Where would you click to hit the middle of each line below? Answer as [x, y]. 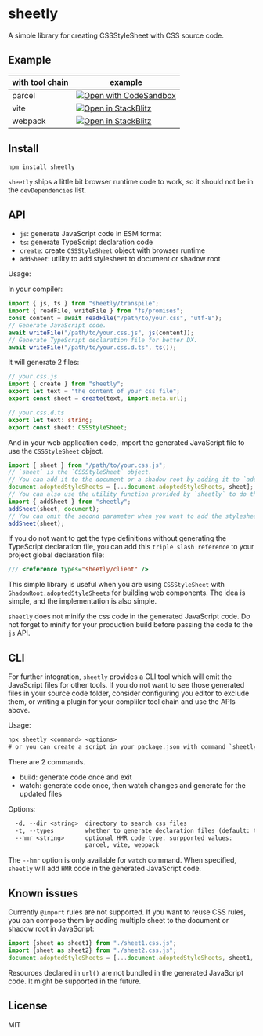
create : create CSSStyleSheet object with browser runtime [112, 250]
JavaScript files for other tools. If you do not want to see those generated [126, 685]
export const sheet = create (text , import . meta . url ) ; [98, 399]
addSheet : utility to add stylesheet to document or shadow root [120, 259]
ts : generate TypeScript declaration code [86, 242]
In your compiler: [35, 289]
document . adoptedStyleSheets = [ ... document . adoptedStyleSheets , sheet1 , [131, 958]
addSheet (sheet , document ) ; [54, 509]
